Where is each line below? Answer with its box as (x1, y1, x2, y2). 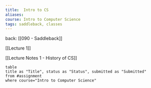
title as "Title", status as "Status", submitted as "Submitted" (5, 69, 146, 74)
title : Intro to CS (5, 7, 49, 13)
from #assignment (5, 74, 42, 79)
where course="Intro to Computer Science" (5, 78, 97, 83)
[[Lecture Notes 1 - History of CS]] (5, 55, 77, 61)
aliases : (5, 12, 24, 17)
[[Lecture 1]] (5, 45, 32, 51)
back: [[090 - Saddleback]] (5, 35, 63, 41)
